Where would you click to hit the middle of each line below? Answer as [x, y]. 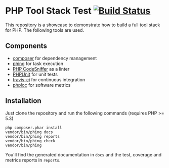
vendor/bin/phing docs [29, 132]
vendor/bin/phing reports [32, 136]
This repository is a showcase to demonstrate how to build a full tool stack [83, 25]
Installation [23, 101]
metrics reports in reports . [33, 160]
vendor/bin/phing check [30, 141]
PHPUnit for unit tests [35, 74]
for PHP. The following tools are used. [45, 30]
